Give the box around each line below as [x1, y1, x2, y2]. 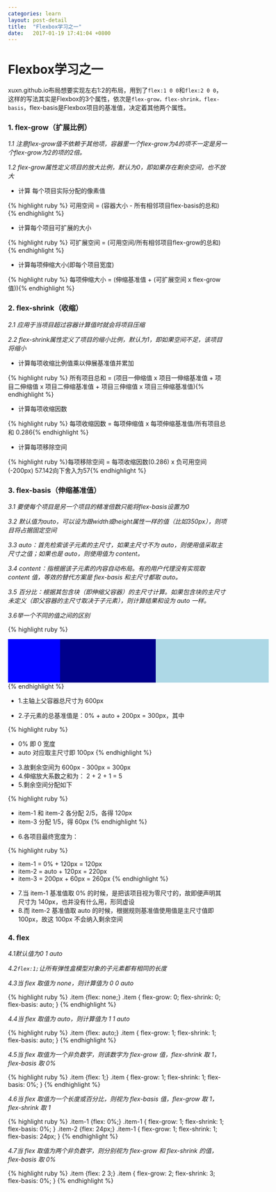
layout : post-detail [8, 17, 68, 24]
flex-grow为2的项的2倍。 [13, 148, 86, 157]
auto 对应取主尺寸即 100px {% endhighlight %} [17, 748, 152, 757]
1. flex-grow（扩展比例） [8, 123, 92, 132]
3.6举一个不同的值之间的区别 [8, 611, 90, 620]
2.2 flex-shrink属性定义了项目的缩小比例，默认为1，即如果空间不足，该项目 [8, 335, 223, 343]
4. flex [8, 933, 30, 942]
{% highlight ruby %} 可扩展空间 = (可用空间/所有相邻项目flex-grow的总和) [8, 238, 221, 247]
